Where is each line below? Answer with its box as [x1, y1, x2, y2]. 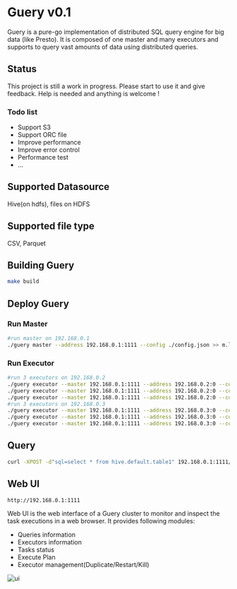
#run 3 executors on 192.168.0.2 [7, 374, 106, 381]
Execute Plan [17, 552, 56, 561]
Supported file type [7, 220, 95, 232]
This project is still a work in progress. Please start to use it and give [7, 82, 206, 90]
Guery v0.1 [7, 4, 72, 20]
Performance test [17, 153, 69, 162]
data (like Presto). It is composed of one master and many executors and [7, 35, 219, 43]
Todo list [7, 107, 37, 117]
